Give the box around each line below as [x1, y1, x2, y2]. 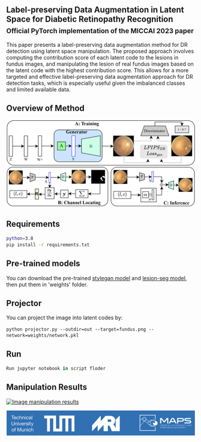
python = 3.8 [6, 235, 34, 241]
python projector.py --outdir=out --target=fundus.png [6, 327, 146, 333]
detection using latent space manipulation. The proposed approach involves [6, 48, 194, 55]
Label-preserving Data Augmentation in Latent [6, 5, 184, 15]
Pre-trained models [6, 259, 80, 269]
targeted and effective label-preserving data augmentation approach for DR [6, 73, 193, 80]
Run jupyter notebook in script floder [6, 366, 106, 372]
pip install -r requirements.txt [6, 242, 90, 248]
